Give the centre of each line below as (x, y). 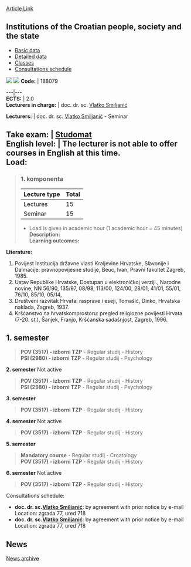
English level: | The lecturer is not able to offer (92, 144)
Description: (45, 234)
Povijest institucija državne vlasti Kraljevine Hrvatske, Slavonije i (92, 263)
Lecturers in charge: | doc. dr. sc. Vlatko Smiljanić (67, 104)
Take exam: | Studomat (49, 135)
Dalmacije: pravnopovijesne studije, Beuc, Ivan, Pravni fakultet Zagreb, (100, 269)
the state (23, 36)
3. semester (21, 399)
